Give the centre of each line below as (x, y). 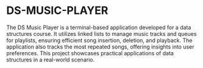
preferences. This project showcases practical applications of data (90, 53)
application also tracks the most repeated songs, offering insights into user (100, 47)
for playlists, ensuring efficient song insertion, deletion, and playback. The (99, 40)
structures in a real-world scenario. (51, 59)
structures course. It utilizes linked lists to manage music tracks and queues (101, 33)
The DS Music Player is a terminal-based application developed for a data (99, 27)
